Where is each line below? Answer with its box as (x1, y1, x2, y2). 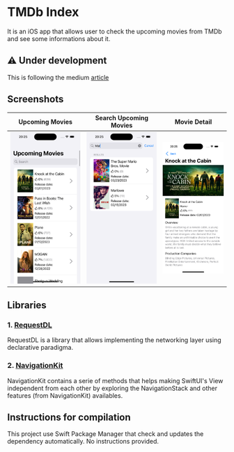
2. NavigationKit (7, 361, 63, 371)
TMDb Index (7, 4, 79, 20)
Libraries (7, 299, 47, 311)
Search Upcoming (95, 114, 148, 122)
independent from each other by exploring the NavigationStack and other (7, 384, 218, 392)
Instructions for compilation (7, 411, 131, 423)
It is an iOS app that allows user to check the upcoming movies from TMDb (7, 27, 222, 35)
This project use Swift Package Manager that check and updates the (7, 430, 204, 438)
